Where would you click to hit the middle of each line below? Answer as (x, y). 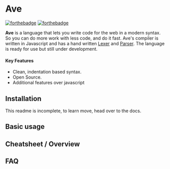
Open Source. (27, 77)
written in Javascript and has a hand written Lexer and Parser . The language (85, 43)
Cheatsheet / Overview (43, 144)
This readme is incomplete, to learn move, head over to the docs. (73, 111)
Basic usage (25, 127)
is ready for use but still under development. (52, 49)
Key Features (20, 60)
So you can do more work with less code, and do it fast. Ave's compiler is (82, 38)
